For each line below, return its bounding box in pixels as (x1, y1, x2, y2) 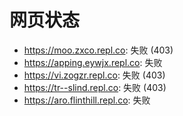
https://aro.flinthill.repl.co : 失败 (23, 94, 151, 106)
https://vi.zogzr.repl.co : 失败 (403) (23, 69, 166, 81)
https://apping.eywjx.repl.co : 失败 (23, 56, 163, 68)
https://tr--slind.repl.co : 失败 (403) (23, 81, 167, 93)
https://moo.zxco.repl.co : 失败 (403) (23, 44, 174, 56)
